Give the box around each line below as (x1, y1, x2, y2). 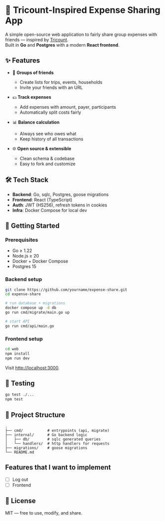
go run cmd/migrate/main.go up (5, 310, 70, 315)
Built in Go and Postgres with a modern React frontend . (5, 42, 120, 48)
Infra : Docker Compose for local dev (12, 207, 88, 213)
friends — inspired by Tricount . (5, 37, 68, 43)
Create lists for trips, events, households (19, 79, 103, 85)
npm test (5, 397, 23, 402)
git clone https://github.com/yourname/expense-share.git (5, 287, 127, 292)
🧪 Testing (5, 379, 35, 388)
